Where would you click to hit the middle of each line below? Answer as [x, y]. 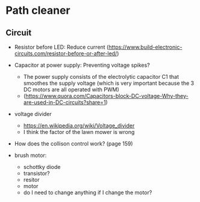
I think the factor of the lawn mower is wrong [79, 132]
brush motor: [30, 155]
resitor [31, 180]
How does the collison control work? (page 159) [73, 144]
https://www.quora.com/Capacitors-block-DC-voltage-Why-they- [107, 96]
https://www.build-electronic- [145, 47]
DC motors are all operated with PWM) [71, 90]
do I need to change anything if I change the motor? [88, 192]
